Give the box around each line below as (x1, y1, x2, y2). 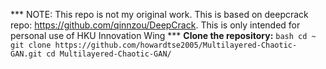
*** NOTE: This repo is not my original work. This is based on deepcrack (10, 9, 309, 20)
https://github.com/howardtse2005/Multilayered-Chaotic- (54, 40, 298, 50)
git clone (10, 40, 52, 50)
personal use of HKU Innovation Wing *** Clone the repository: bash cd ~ (10, 30, 317, 41)
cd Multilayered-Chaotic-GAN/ (46, 49, 172, 59)
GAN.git (10, 49, 43, 59)
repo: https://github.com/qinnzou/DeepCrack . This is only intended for (10, 19, 301, 31)
